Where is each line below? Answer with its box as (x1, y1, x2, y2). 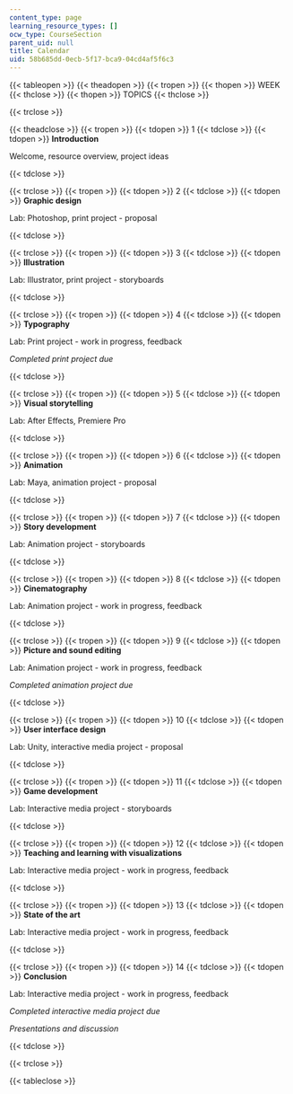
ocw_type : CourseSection (9, 30, 102, 39)
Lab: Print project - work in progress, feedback (9, 336, 183, 347)
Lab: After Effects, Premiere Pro (9, 415, 126, 426)
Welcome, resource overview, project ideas (9, 151, 169, 162)
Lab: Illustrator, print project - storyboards (9, 275, 164, 285)
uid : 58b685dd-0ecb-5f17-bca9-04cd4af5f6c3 (9, 55, 175, 64)
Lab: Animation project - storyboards (9, 539, 146, 549)
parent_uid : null (9, 38, 74, 48)
